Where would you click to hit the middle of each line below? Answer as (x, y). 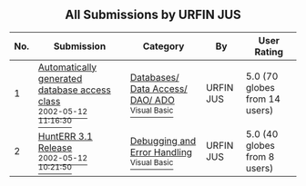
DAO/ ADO (152, 100)
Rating (269, 52)
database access (74, 90)
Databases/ (154, 77)
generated (60, 78)
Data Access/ (159, 88)
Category (163, 46)
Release (55, 147)
